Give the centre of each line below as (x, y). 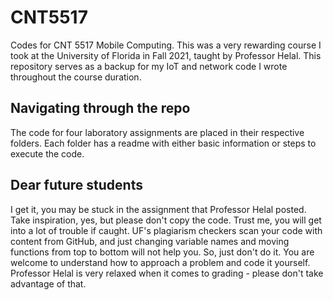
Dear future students (76, 185)
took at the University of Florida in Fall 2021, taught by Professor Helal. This (166, 55)
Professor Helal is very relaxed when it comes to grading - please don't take (167, 273)
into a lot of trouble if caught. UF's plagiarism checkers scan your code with (166, 230)
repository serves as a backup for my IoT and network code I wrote (149, 66)
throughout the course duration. (76, 77)
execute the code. (47, 153)
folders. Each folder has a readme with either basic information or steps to (163, 143)
